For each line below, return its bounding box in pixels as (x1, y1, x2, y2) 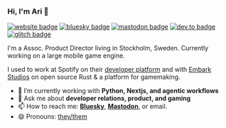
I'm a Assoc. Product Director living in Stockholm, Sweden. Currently (7, 44, 209, 53)
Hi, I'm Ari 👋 (7, 6, 49, 16)
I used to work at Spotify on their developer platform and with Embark (7, 65, 212, 74)
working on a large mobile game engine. (7, 51, 126, 60)
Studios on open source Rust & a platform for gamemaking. (7, 73, 181, 81)
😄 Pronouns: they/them (17, 112, 87, 121)
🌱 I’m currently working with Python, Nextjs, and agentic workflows (17, 87, 219, 95)
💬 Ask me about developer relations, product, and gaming (17, 94, 191, 102)
